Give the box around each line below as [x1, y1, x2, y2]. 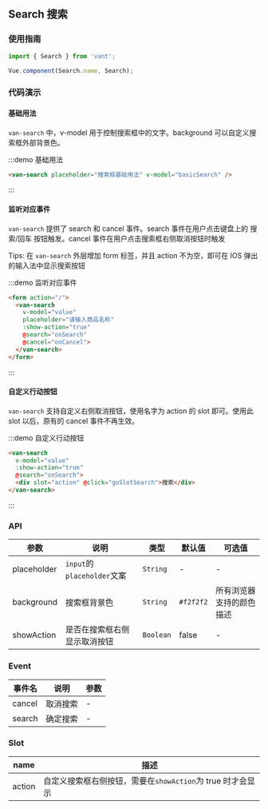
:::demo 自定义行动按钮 [8, 432, 85, 442]
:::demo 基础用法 [8, 154, 64, 164]
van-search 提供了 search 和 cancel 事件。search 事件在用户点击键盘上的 [8, 223, 249, 233]
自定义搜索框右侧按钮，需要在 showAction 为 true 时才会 [43, 775, 247, 786]
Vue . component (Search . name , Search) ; [8, 66, 134, 74]
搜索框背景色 [65, 597, 114, 608]
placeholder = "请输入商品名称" [22, 316, 115, 324]
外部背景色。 [22, 137, 65, 147]
